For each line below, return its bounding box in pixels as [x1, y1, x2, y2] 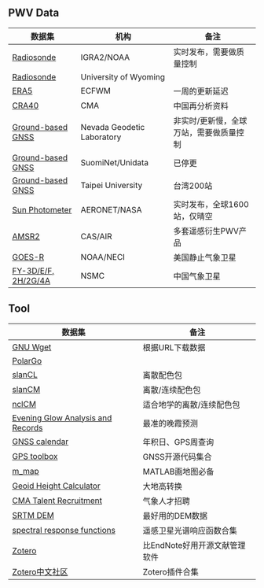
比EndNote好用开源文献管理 [142, 539, 246, 550]
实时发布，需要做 [173, 46, 237, 57]
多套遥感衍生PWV [173, 225, 240, 236]
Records [12, 422, 43, 433]
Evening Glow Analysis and [12, 412, 112, 423]
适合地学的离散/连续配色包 [142, 399, 240, 410]
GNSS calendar [12, 436, 69, 447]
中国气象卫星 [173, 271, 222, 282]
